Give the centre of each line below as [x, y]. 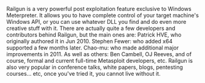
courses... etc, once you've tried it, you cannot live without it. [83, 74]
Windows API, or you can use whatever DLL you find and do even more [96, 22]
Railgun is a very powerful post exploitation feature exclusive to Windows [99, 9]
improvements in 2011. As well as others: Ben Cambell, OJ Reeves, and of [99, 54]
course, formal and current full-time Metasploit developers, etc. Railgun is [100, 61]
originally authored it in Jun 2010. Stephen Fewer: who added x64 [90, 41]
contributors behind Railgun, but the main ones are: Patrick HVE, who [94, 35]
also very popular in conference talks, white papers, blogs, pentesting [95, 67]
